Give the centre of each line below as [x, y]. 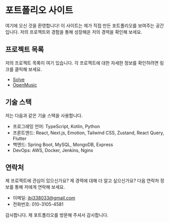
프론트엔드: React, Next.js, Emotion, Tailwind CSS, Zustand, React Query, [88, 133]
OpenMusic [25, 85]
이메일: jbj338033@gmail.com [44, 198]
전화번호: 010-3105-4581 [38, 204]
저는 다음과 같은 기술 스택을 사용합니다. [44, 115]
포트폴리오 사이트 [39, 10]
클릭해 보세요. [28, 69]
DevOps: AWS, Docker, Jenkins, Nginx [53, 150]
